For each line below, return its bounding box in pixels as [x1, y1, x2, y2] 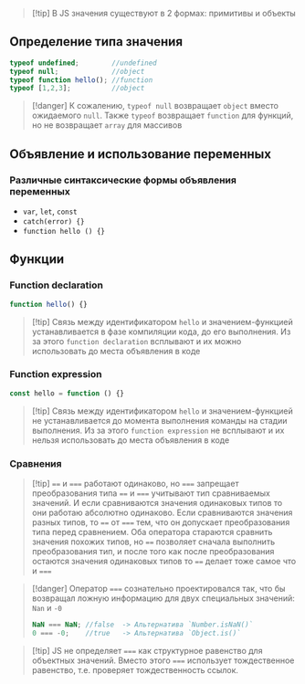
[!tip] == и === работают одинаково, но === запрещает [31, 479, 239, 489]
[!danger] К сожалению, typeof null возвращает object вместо [31, 100, 279, 111]
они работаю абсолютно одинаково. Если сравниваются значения [31, 507, 293, 519]
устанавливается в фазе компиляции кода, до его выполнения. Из [31, 326, 291, 337]
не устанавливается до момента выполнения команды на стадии [31, 415, 288, 426]
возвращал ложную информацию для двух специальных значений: [31, 593, 295, 604]
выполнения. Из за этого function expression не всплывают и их [31, 425, 285, 436]
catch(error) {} [22, 217, 85, 226]
